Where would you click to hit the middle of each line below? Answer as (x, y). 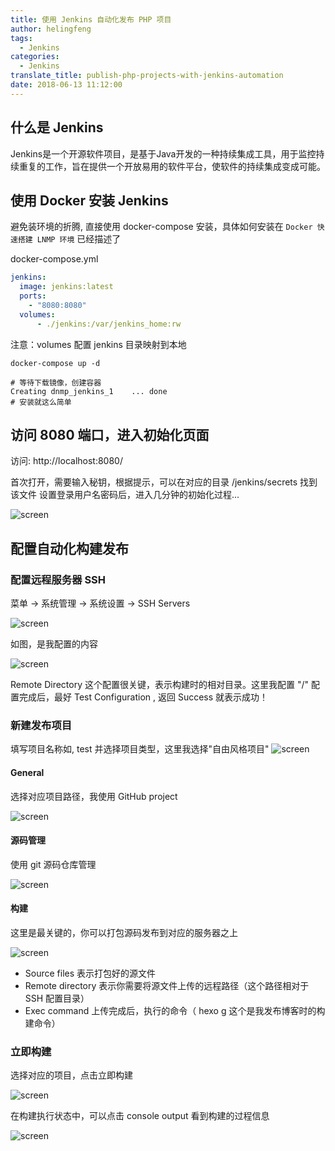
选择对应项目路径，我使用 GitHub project (94, 796)
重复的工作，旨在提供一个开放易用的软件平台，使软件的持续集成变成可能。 (172, 166)
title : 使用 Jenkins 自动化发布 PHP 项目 (91, 19)
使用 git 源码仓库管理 (53, 864)
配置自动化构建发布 (69, 548)
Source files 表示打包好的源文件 (90, 973)
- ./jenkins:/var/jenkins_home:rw (109, 324)
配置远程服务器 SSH (58, 579)
